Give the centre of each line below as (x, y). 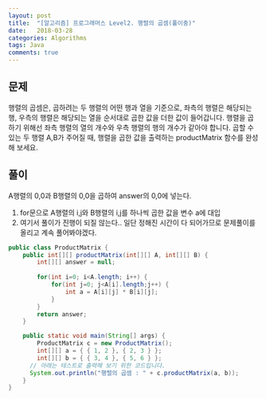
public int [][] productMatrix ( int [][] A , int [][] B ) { (115, 255)
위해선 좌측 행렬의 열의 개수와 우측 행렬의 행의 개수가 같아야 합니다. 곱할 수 (139, 127)
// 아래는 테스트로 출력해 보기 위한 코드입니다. (97, 366)
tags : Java (26, 45)
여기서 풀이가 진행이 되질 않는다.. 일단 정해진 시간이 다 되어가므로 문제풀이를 (138, 222)
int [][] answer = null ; (76, 262)
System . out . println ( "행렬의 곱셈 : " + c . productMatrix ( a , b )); (134, 373)
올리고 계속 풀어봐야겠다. (58, 233)
